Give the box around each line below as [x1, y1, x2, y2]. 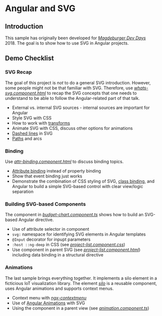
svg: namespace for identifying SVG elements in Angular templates [12, 231, 146, 237]
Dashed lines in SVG [12, 130, 53, 136]
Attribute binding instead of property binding [12, 168, 102, 174]
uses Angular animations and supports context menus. [5, 285, 114, 291]
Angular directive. [18, 217, 54, 223]
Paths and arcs [12, 135, 42, 141]
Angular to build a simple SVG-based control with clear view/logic [12, 183, 144, 189]
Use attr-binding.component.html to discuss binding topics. [5, 158, 124, 164]
